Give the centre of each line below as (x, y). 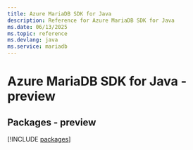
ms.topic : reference (38, 33)
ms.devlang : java (33, 40)
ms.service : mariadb (38, 46)
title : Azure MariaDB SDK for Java (60, 14)
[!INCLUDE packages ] (39, 139)
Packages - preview (52, 122)
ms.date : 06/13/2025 (38, 27)
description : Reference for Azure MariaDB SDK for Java (91, 20)
